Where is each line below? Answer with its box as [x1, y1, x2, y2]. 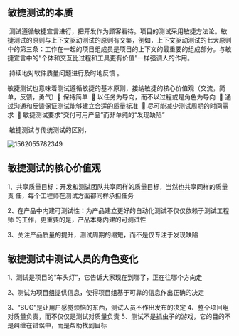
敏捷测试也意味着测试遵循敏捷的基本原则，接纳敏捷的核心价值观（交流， [7, 84, 219, 92]
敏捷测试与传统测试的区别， [9, 125, 90, 134]
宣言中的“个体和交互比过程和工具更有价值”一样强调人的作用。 [13, 53, 194, 62]
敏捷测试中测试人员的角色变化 [7, 253, 139, 265]
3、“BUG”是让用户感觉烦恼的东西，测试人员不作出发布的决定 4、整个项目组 [7, 303, 229, 312]
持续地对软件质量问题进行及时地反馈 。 [9, 68, 123, 77]
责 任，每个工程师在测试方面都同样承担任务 [7, 191, 134, 200]
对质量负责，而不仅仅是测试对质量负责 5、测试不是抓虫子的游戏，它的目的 [7, 312, 225, 321]
